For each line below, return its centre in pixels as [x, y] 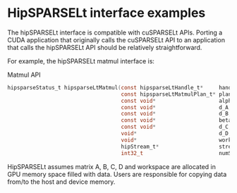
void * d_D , [176, 134]
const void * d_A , [176, 107]
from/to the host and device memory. [61, 182]
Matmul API [24, 75]
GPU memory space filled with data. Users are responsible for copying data [117, 174]
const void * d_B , [176, 114]
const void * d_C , [176, 127]
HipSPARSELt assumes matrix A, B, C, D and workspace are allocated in [112, 166]
